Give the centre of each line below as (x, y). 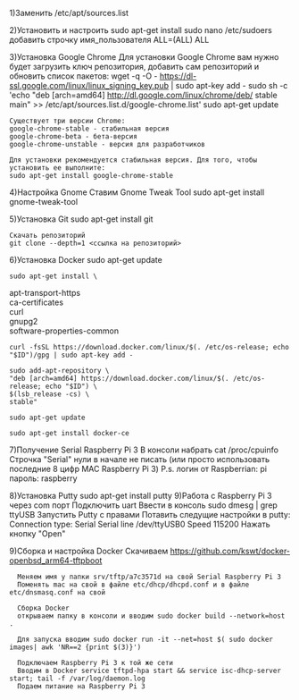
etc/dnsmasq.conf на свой (57, 593)
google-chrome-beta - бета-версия (74, 137)
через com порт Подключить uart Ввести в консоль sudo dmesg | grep (144, 505)
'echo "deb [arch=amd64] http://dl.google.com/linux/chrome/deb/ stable (144, 95)
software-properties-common (64, 331)
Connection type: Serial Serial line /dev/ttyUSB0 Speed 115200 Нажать (140, 524)
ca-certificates (37, 302)
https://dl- (178, 76)
